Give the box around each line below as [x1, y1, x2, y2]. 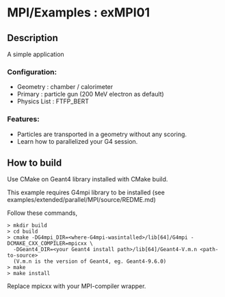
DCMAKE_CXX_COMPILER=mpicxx [7, 240, 88, 247]
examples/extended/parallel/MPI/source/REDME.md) [7, 196, 156, 204]
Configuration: [7, 67, 57, 77]
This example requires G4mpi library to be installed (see [7, 188, 166, 196]
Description [7, 32, 58, 44]
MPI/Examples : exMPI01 [7, 5, 150, 21]
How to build [7, 157, 62, 168]
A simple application [7, 50, 65, 58]
